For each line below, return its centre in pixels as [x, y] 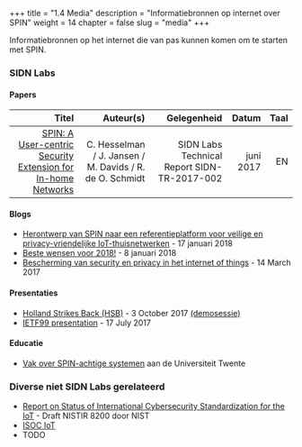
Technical [202, 156]
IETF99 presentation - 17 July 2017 [86, 323]
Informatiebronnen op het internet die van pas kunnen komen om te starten [148, 40]
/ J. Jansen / [119, 156]
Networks [53, 190]
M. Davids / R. [116, 168]
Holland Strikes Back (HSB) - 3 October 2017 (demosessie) [131, 313]
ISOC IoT [39, 425]
